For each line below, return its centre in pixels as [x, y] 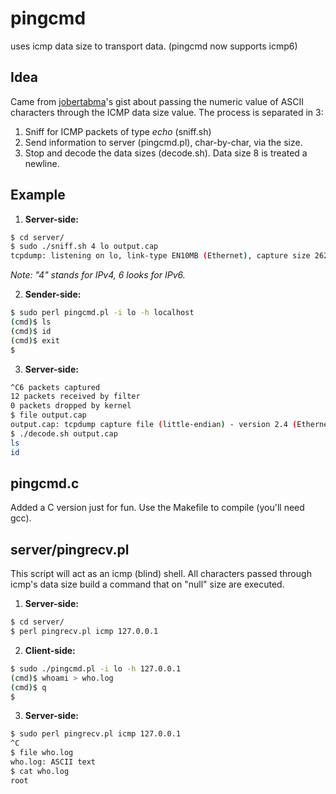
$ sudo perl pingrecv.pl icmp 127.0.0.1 [96, 734]
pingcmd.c [45, 483]
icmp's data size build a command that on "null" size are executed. [147, 584]
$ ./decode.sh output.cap [64, 433]
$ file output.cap [48, 415]
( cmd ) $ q [28, 687]
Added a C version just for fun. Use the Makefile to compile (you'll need [157, 508]
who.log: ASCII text [53, 762]
